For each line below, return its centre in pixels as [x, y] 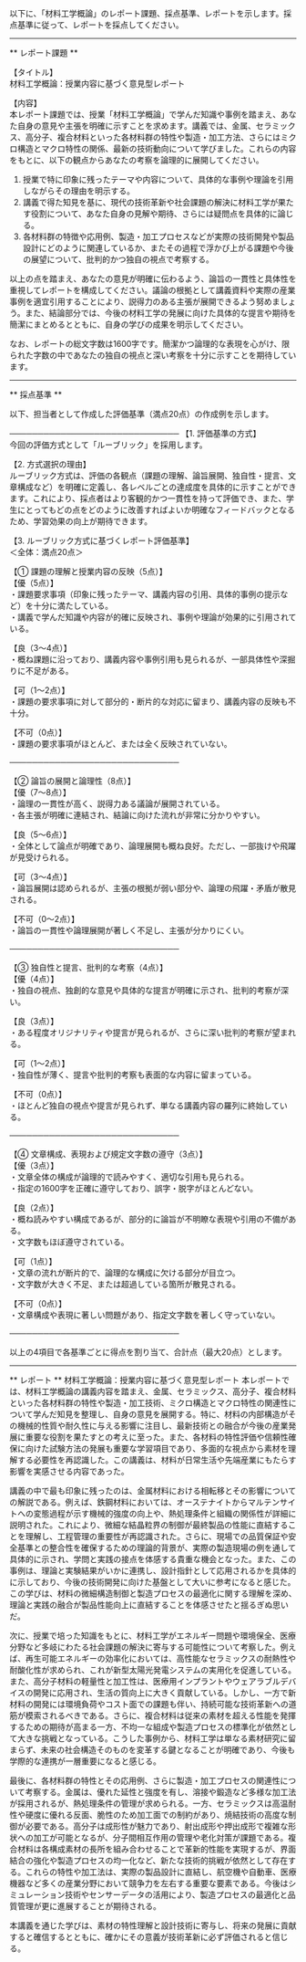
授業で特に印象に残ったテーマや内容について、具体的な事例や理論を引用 [158, 179]
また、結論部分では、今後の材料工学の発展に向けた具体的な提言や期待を [161, 313]
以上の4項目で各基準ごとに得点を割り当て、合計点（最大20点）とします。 [148, 1352]
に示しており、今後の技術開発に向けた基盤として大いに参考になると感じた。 [153, 1582]
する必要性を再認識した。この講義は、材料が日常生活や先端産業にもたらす [157, 1460]
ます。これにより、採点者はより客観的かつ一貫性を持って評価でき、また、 [148, 498]
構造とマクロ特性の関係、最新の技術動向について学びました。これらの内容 [157, 148]
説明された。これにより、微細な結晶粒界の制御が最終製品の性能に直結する [149, 1525]
